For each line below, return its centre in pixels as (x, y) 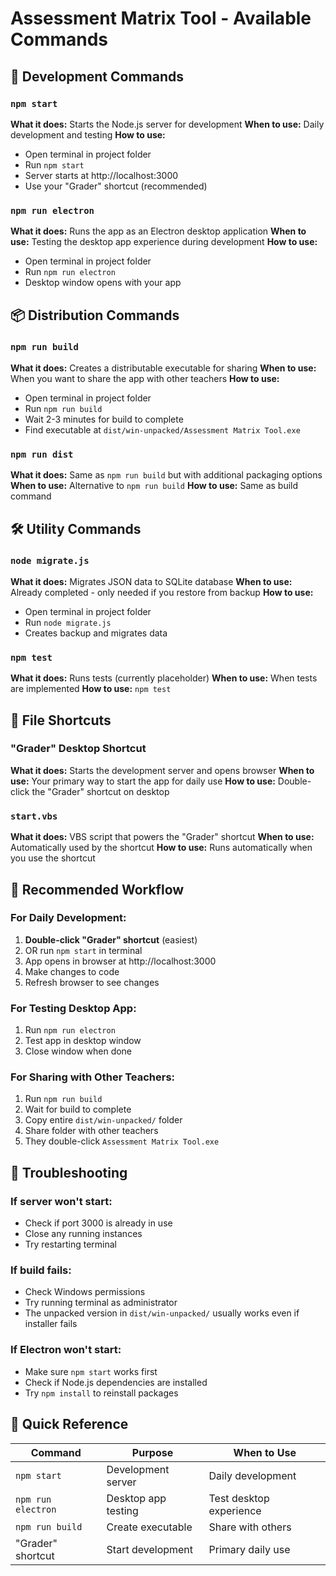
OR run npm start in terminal (83, 950)
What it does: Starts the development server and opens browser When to (162, 770)
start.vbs (34, 816)
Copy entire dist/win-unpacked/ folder (103, 1120)
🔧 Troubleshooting (69, 1172)
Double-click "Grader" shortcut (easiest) (111, 939)
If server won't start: (61, 1201)
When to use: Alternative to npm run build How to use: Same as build (154, 486)
